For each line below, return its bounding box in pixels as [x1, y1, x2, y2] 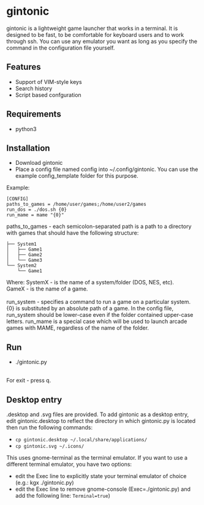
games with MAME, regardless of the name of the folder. [6, 324, 149, 332]
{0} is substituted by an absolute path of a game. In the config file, [6, 305, 173, 312]
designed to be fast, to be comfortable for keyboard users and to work [6, 31, 184, 38]
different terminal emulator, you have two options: [6, 461, 132, 468]
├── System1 [6, 241, 37, 248]
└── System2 [6, 262, 37, 269]
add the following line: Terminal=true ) [15, 492, 110, 499]
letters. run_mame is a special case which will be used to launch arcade [6, 317, 187, 325]
